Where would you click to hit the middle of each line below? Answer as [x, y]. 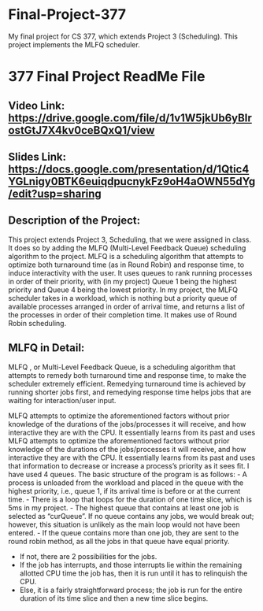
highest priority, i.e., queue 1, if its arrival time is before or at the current [124, 491]
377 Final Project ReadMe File [107, 77]
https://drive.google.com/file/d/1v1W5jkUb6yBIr [130, 118]
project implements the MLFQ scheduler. [74, 44]
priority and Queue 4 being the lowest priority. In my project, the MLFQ [123, 290]
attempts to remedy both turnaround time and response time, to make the [127, 375]
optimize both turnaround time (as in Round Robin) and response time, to [126, 265]
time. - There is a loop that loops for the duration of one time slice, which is [130, 499]
